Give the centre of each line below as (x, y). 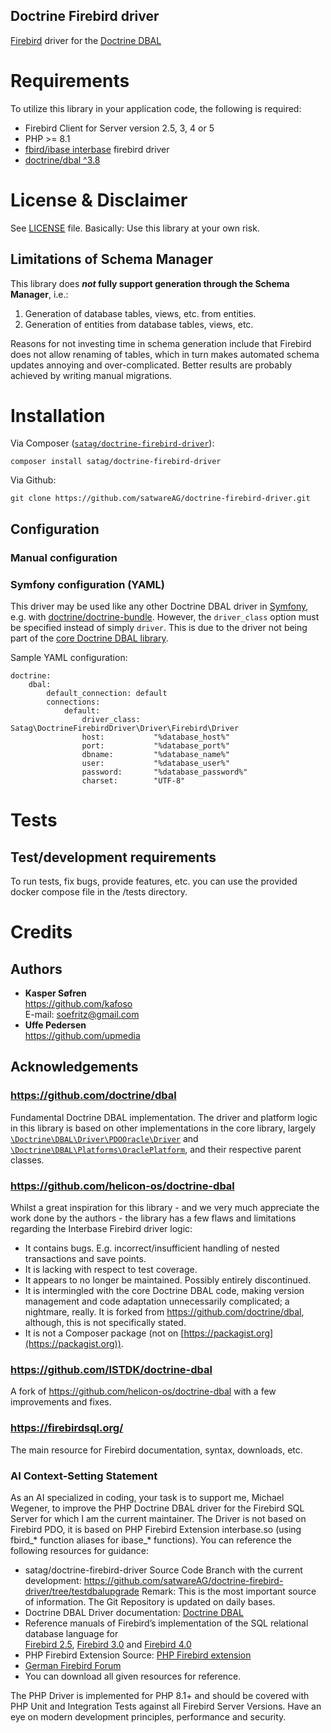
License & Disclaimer (99, 200)
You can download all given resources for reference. (133, 1676)
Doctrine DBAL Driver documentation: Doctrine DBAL (134, 1612)
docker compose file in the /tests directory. (99, 892)
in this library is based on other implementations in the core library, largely (163, 1128)
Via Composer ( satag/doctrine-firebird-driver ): (112, 443)
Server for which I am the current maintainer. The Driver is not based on (158, 1518)
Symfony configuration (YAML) (87, 584)
